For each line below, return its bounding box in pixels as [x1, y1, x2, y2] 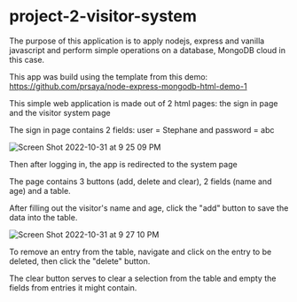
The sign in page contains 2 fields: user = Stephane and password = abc [9, 124, 275, 135]
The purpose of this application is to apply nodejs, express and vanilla [9, 35, 265, 46]
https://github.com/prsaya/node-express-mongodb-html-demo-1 [9, 81, 247, 91]
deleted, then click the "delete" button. [9, 255, 151, 267]
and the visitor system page [9, 107, 111, 118]
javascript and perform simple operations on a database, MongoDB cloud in [9, 44, 286, 55]
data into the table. [9, 212, 78, 222]
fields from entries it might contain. [9, 282, 137, 293]
